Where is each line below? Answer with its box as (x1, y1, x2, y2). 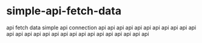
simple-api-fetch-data (6, 4, 122, 18)
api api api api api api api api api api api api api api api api (6, 30, 150, 37)
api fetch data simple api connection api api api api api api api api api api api (6, 24, 197, 31)
